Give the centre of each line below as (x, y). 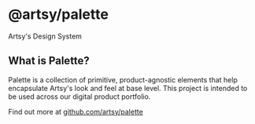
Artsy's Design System (45, 36)
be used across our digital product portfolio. (79, 97)
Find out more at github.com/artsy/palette (76, 111)
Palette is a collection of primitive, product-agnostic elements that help (123, 79)
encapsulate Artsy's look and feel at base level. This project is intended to (128, 88)
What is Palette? (49, 61)
